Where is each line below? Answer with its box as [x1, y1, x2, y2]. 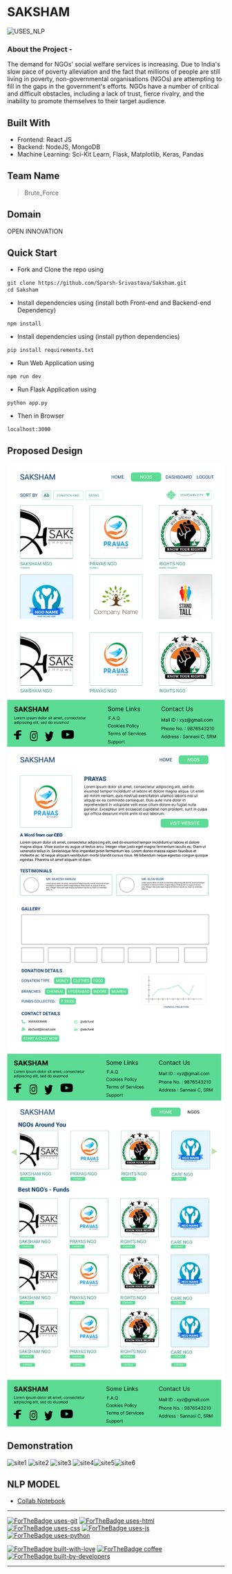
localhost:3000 [7, 426, 51, 433]
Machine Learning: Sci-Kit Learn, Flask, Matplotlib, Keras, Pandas [17, 150, 204, 159]
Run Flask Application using [17, 385, 97, 393]
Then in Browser [17, 412, 64, 420]
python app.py [7, 400, 48, 407]
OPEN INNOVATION [7, 227, 64, 236]
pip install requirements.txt [7, 347, 95, 354]
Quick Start [7, 247, 57, 259]
